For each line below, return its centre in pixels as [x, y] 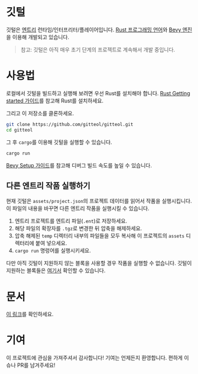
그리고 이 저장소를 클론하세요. [40, 113]
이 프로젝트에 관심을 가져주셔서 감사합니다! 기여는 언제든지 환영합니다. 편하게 [95, 358]
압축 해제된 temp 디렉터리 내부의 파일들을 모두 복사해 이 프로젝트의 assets [100, 236]
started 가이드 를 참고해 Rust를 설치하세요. [55, 101]
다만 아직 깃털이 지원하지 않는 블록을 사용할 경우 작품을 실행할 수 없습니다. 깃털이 [99, 263]
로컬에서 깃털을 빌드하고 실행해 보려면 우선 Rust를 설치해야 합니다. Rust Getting [98, 93]
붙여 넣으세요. [51, 243]
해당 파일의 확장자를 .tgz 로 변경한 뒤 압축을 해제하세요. [78, 228]
